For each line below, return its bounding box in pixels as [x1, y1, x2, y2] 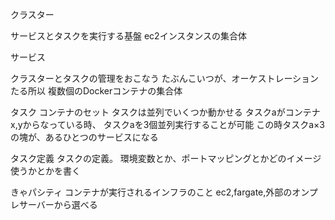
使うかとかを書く [10, 165, 81, 177]
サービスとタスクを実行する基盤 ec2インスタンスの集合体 [10, 30, 248, 42]
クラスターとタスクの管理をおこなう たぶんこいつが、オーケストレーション [10, 73, 320, 84]
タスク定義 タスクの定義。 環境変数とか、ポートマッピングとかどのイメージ [10, 153, 322, 164]
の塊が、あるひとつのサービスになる [10, 131, 159, 143]
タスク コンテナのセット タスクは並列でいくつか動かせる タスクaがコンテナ [10, 106, 321, 118]
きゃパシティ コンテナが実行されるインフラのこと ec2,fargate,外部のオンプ [10, 186, 318, 198]
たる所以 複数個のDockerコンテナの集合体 [10, 85, 183, 97]
